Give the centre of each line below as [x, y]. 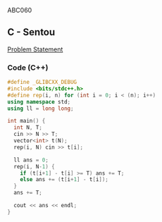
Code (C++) [28, 68]
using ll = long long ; [40, 109]
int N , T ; [28, 128]
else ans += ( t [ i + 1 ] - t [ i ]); [64, 180]
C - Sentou [31, 32]
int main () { [26, 121]
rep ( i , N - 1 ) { [34, 166]
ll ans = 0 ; [31, 160]
